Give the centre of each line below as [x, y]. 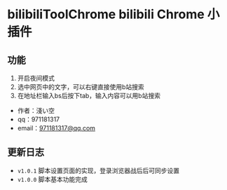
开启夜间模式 [36, 78]
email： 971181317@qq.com [56, 128]
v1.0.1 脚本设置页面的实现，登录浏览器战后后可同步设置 [98, 170]
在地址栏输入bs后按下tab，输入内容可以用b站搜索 [89, 96]
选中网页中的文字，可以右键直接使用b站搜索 [81, 87]
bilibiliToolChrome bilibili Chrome [106, 14]
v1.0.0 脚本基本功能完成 [52, 179]
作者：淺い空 [36, 110]
